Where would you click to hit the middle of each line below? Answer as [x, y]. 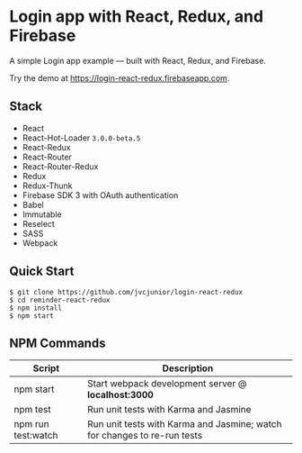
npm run [31, 424]
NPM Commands [58, 343]
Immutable [42, 214]
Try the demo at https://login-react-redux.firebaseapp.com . [120, 77]
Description [188, 368]
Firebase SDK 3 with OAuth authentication [100, 195]
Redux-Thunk [47, 186]
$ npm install [36, 308]
